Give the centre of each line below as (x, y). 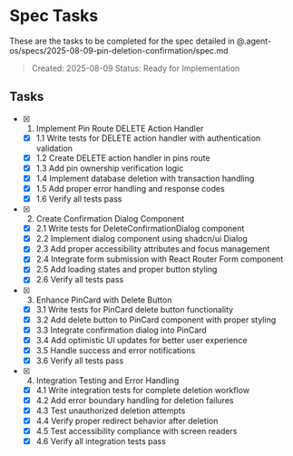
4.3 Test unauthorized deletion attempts (111, 411)
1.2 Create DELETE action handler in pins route (123, 158)
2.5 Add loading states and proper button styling (127, 270)
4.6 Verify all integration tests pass (101, 441)
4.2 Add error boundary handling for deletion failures (135, 400)
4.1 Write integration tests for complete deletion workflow (143, 390)
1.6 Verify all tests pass (79, 199)
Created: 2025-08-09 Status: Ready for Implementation (136, 68)
